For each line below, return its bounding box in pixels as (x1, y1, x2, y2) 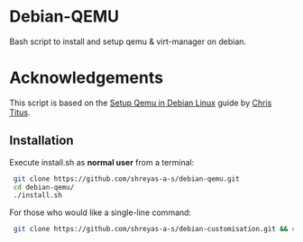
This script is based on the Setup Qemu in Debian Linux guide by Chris (9, 97, 272, 108)
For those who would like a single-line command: (9, 207, 192, 218)
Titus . (9, 106, 31, 118)
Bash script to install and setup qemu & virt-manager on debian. (9, 36, 246, 47)
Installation (9, 133, 74, 148)
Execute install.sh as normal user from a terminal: (9, 157, 195, 167)
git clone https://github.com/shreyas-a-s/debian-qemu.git (13, 174, 241, 184)
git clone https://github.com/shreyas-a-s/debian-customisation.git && (13, 225, 289, 234)
